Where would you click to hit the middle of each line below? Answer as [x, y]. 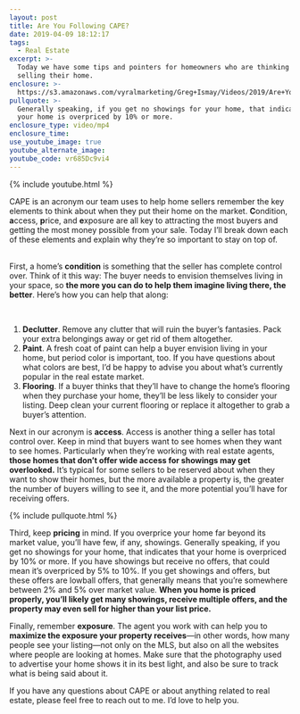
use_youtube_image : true [55, 142]
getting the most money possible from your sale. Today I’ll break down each [149, 229]
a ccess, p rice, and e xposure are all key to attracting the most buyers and [144, 220]
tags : [19, 42]
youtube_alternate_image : [57, 150]
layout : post [33, 17]
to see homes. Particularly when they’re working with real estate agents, [142, 451]
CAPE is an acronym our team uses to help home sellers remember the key [147, 201]
